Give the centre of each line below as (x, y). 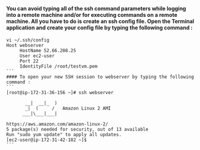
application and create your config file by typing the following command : (99, 28)
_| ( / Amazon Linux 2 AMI (68, 109)
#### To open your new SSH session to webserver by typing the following (100, 77)
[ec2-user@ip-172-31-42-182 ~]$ (46, 140)
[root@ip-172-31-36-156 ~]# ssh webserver (60, 93)
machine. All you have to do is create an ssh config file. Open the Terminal (100, 21)
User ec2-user (37, 56)
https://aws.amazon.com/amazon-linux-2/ (57, 124)
